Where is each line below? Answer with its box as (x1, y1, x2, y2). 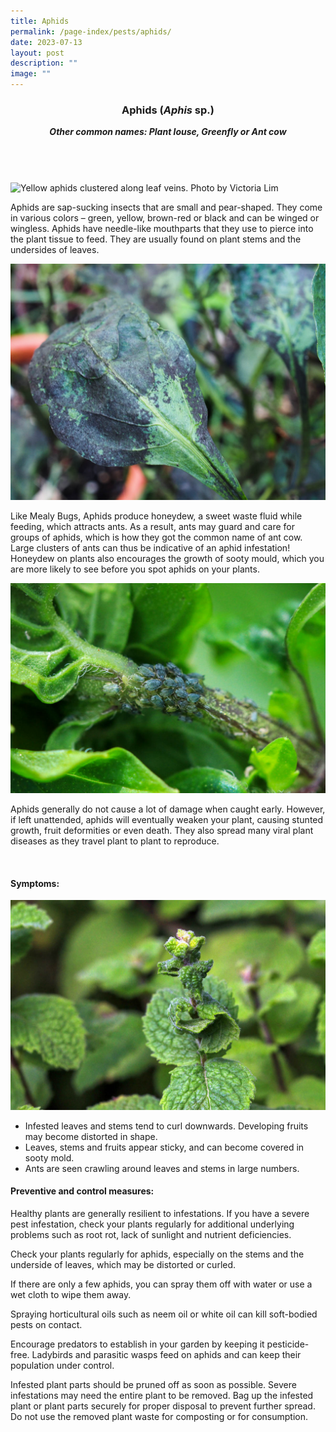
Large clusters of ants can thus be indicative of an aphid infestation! (10, 542, 291, 554)
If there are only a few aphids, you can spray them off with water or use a (10, 1278, 313, 1290)
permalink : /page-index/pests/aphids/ (10, 26, 172, 37)
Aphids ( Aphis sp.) (121, 103, 215, 117)
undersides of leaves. (10, 244, 100, 256)
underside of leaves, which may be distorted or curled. (10, 1259, 237, 1271)
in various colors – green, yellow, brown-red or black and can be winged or (10, 212, 320, 224)
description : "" (10, 58, 78, 69)
